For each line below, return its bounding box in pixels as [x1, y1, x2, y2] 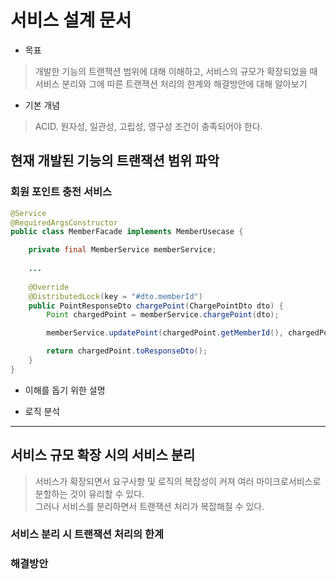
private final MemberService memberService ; [28, 245, 217, 255]
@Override [28, 282, 70, 292]
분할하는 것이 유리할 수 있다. [34, 487, 145, 500]
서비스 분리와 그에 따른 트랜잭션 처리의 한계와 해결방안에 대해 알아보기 [34, 77, 308, 90]
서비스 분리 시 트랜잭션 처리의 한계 [10, 527, 165, 541]
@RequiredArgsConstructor [10, 217, 118, 228]
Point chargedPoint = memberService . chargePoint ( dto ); [46, 310, 280, 320]
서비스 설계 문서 [10, 9, 132, 32]
